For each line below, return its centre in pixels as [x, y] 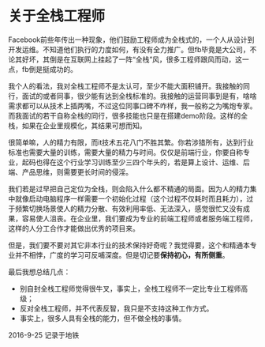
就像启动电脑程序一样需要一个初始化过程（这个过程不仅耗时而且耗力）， [131, 198]
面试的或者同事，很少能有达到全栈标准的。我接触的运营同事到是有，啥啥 [139, 96]
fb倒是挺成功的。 [49, 69]
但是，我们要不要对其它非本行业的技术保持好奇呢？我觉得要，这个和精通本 [129, 245]
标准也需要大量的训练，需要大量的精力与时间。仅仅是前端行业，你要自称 [125, 152]
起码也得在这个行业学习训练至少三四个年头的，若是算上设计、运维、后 [136, 162]
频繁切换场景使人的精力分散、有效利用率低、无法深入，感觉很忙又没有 [129, 208]
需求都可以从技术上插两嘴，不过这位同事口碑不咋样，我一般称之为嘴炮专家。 [132, 106]
